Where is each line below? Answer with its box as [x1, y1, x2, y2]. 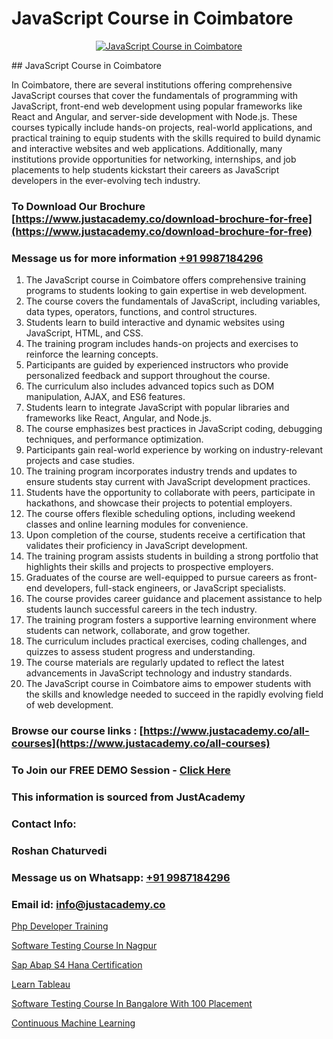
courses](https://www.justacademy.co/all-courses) [11, 737, 271, 751]
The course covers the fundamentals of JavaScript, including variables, [25, 295, 321, 307]
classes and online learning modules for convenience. [25, 518, 249, 531]
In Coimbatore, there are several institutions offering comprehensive [11, 78, 293, 91]
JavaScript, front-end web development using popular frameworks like [11, 100, 303, 112]
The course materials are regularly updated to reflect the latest [25, 657, 285, 669]
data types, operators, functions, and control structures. [25, 306, 258, 318]
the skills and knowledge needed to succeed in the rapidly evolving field [25, 688, 324, 701]
